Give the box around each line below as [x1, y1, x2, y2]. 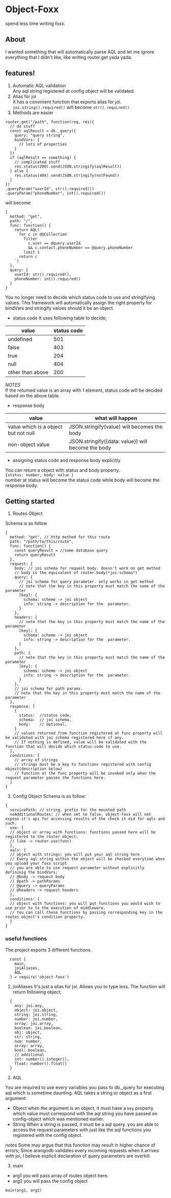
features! [5, 69, 35, 77]
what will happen [95, 414, 137, 421]
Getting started [5, 497, 55, 505]
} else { [10, 168, 28, 174]
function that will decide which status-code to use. [5, 744, 122, 749]
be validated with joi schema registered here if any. [5, 735, 124, 741]
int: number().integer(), [14, 1056, 70, 1061]
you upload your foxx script [5, 861, 67, 866]
